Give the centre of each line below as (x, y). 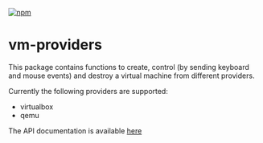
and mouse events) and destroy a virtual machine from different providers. (131, 76)
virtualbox (37, 106)
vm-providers (55, 45)
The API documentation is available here (75, 131)
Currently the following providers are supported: (88, 91)
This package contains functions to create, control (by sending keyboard (129, 67)
